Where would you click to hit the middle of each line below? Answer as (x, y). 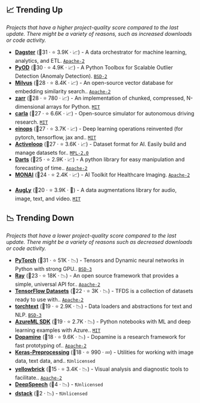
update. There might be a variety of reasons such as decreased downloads (99, 242)
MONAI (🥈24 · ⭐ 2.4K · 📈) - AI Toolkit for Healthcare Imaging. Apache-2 (102, 175)
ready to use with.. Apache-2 (49, 299)
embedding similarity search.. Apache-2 (63, 91)
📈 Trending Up (35, 10)
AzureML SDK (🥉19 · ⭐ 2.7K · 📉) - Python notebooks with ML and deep (103, 321)
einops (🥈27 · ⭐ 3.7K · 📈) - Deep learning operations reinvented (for (99, 129)
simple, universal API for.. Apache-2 (57, 284)
